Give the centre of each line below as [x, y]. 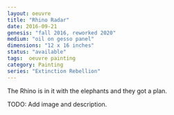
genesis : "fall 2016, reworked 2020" [62, 33]
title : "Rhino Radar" [38, 20]
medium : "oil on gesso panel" [51, 39]
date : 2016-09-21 [32, 26]
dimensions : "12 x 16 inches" [51, 45]
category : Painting [35, 65]
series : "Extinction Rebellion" [54, 71]
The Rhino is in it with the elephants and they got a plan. [87, 91]
